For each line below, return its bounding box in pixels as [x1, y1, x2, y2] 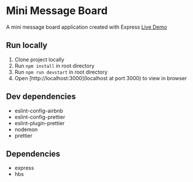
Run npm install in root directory [14, 62, 95, 69]
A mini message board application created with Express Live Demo [6, 23, 167, 30]
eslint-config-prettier [14, 113, 66, 121]
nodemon [14, 126, 38, 133]
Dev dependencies [6, 92, 76, 102]
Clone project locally [14, 56, 64, 63]
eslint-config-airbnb [14, 107, 63, 114]
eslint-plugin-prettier [14, 119, 65, 126]
